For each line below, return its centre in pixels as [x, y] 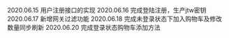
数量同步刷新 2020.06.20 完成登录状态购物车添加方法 [84, 27]
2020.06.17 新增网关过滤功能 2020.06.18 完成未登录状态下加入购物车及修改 [114, 19]
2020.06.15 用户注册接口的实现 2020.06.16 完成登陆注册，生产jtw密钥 [107, 10]
